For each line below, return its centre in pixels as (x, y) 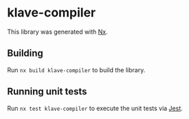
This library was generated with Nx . (57, 32)
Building (25, 53)
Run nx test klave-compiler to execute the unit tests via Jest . (95, 108)
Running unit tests (47, 92)
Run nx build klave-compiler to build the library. (76, 69)
